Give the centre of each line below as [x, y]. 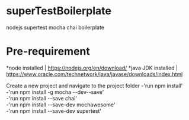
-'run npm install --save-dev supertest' [54, 110]
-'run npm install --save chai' [42, 98]
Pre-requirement [48, 51]
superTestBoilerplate [59, 11]
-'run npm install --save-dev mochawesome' [61, 105]
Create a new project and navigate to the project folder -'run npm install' [94, 86]
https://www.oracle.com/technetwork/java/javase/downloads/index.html [94, 74]
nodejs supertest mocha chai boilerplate [55, 27]
